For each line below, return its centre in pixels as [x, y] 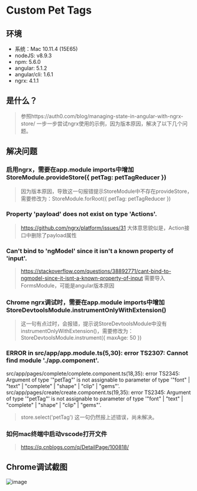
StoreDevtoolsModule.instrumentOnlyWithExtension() [86, 310]
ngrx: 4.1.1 [27, 81]
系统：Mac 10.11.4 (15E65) [46, 49]
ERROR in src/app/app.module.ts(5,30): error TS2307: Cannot [97, 353]
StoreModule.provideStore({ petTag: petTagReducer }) [86, 177]
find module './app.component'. [53, 360]
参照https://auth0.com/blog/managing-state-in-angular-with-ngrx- [102, 116]
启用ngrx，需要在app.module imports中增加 [70, 170]
